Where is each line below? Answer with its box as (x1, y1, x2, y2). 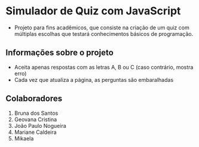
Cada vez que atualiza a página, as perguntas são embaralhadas (14, 76, 174, 83)
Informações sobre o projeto (5, 48, 114, 58)
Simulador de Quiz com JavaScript (5, 4, 181, 18)
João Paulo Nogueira (14, 122, 66, 129)
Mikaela (14, 134, 34, 142)
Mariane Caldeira (14, 128, 57, 136)
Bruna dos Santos (14, 109, 59, 117)
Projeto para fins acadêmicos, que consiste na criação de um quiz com (14, 24, 189, 31)
